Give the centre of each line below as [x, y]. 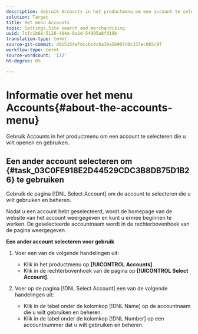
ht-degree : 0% [24, 61]
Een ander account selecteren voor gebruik [60, 242]
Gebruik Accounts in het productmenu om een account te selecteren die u [96, 137]
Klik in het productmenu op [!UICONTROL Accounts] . [89, 264]
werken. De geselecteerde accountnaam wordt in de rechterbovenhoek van [98, 224]
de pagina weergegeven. [36, 230]
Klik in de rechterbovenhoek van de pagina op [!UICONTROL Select [106, 271]
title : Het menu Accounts [38, 22]
